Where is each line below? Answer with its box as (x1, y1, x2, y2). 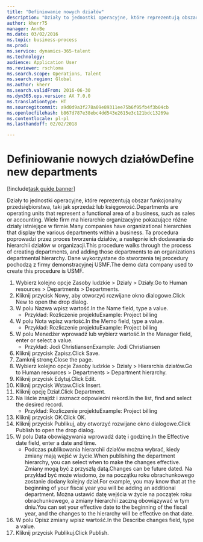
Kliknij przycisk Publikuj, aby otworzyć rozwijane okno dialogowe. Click (15, 420, 191, 427)
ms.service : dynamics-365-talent (7, 48, 91, 54)
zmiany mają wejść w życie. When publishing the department (24, 452, 175, 459)
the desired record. (15, 401, 64, 408)
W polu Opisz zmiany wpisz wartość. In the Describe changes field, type (15, 517, 195, 524)
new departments (7, 165, 98, 179)
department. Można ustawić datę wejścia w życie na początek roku (24, 491, 192, 498)
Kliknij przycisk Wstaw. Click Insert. (15, 381, 102, 389)
